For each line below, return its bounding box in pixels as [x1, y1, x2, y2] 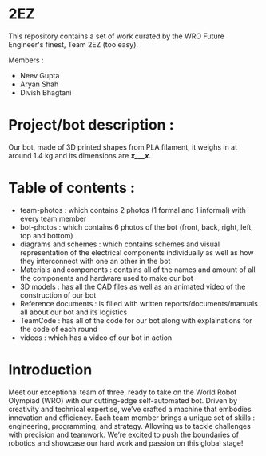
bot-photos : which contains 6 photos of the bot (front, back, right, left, [19, 222, 254, 232]
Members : [8, 55, 44, 65]
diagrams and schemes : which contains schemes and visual [19, 239, 220, 249]
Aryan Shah [19, 79, 59, 89]
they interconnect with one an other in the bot [19, 256, 171, 266]
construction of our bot [19, 290, 97, 300]
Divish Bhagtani [19, 87, 72, 97]
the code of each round [19, 324, 98, 334]
